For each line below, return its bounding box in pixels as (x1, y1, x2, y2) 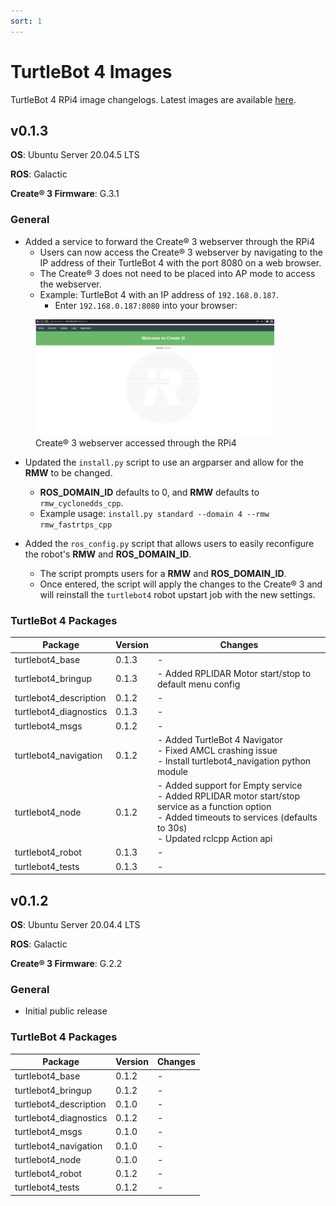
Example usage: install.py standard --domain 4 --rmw (39, 507, 270, 519)
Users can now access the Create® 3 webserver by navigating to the (39, 246, 323, 258)
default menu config (156, 678, 241, 690)
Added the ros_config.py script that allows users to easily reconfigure (24, 537, 315, 549)
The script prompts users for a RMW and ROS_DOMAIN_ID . (39, 567, 287, 579)
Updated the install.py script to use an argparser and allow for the (24, 456, 305, 468)
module (156, 765, 188, 777)
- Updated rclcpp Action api (156, 833, 273, 845)
